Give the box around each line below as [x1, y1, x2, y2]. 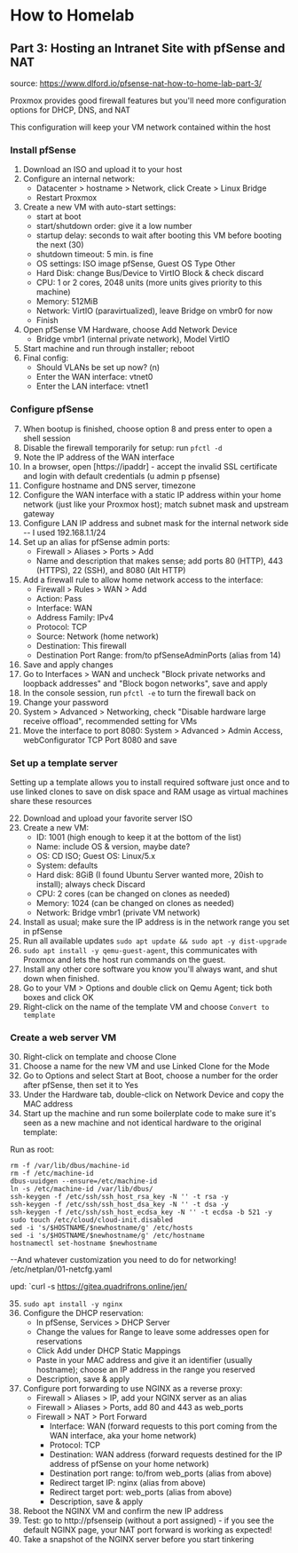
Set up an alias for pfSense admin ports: [22, 536, 170, 547]
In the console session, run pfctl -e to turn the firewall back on [22, 687, 256, 698]
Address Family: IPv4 [35, 611, 114, 622]
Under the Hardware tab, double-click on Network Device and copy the [22, 1089, 285, 1100]
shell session [22, 432, 71, 444]
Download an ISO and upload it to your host [22, 164, 183, 175]
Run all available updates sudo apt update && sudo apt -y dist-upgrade [22, 935, 287, 946]
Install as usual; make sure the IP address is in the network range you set [22, 916, 290, 927]
